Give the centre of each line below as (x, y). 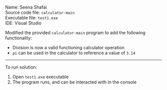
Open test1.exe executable (41, 77)
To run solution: (21, 67)
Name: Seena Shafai (26, 7)
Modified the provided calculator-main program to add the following (75, 33)
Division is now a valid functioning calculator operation (68, 47)
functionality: (19, 38)
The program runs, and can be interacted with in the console (74, 82)
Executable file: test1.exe (32, 18)
